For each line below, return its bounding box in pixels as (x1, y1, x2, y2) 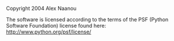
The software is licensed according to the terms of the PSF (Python (6, 16, 169, 23)
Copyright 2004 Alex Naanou (6, 5, 77, 12)
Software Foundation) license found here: (6, 23, 107, 29)
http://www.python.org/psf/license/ (6, 28, 92, 35)
